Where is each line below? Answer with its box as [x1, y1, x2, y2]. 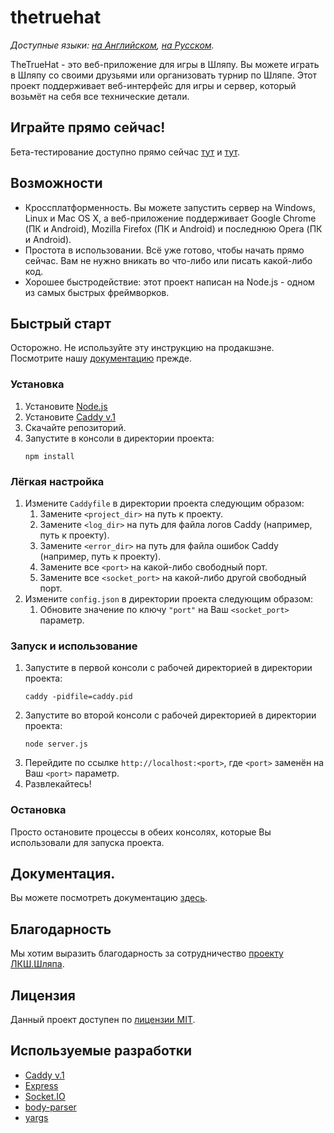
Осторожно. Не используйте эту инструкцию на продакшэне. [10, 342, 275, 354]
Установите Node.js [24, 400, 108, 412]
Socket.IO [24, 1090, 66, 1102]
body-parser [24, 1101, 77, 1113]
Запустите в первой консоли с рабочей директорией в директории [24, 662, 313, 674]
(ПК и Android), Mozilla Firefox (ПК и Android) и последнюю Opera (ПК [24, 222, 323, 235]
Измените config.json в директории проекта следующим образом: [24, 592, 314, 605]
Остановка [10, 803, 67, 817]
